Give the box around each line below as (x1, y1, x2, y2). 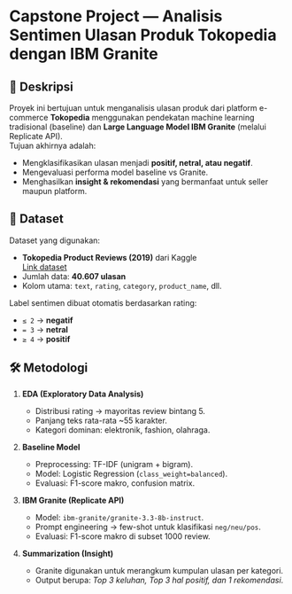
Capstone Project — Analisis (9, 6, 223, 27)
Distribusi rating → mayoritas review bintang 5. (35, 405, 206, 416)
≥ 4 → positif (21, 333, 71, 344)
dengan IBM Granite (9, 44, 158, 64)
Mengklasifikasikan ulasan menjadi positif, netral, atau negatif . (21, 158, 254, 168)
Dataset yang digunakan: (9, 235, 100, 246)
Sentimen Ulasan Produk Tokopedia (9, 25, 277, 45)
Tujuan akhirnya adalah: (9, 140, 96, 151)
